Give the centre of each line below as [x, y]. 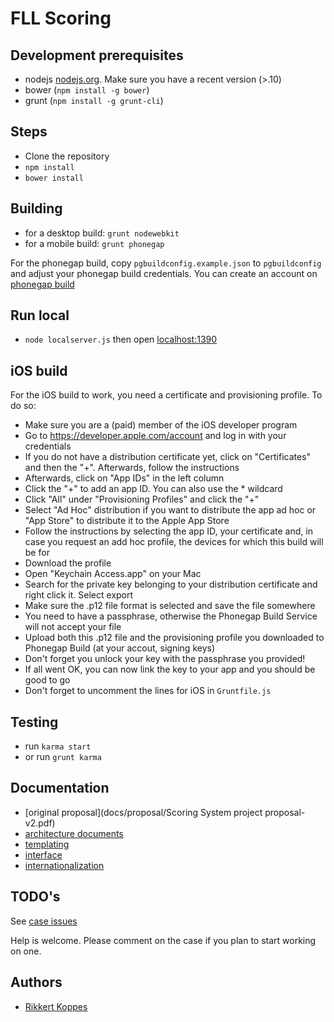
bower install [54, 178]
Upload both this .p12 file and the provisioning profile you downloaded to [174, 638]
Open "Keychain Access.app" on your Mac [113, 574]
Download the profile [68, 563]
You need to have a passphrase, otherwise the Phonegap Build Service [171, 616]
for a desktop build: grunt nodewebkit [102, 233]
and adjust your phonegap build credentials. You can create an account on [164, 273]
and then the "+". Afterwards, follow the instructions [132, 468]
